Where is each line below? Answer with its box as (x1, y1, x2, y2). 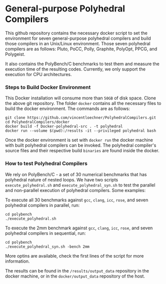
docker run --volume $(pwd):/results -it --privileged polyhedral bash (5, 128, 156, 133)
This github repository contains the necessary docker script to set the (5, 30, 148, 36)
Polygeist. (5, 51, 26, 57)
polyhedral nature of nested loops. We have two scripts (5, 177, 118, 183)
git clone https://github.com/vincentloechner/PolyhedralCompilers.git (5, 115, 156, 120)
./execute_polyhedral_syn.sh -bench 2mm (5, 244, 90, 249)
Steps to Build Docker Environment (5, 84, 91, 91)
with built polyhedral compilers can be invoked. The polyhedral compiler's (5, 142, 157, 148)
